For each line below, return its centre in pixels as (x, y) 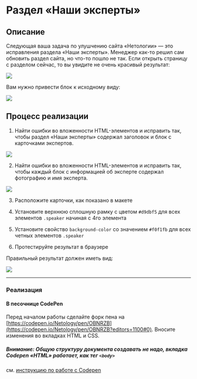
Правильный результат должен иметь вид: (60, 258)
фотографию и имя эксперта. (51, 178)
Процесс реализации (47, 116)
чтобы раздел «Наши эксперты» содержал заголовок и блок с (93, 137)
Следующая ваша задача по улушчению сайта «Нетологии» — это (90, 46)
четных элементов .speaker (49, 235)
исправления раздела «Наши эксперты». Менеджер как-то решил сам (95, 52)
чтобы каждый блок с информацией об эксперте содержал (89, 171)
